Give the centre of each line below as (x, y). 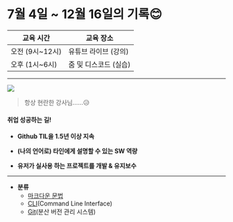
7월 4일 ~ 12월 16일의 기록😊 (85, 14)
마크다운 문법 (45, 196)
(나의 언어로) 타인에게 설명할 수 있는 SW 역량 (77, 151)
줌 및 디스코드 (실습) (100, 65)
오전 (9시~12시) (36, 51)
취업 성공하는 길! (29, 119)
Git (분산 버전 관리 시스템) (61, 212)
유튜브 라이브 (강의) (99, 51)
